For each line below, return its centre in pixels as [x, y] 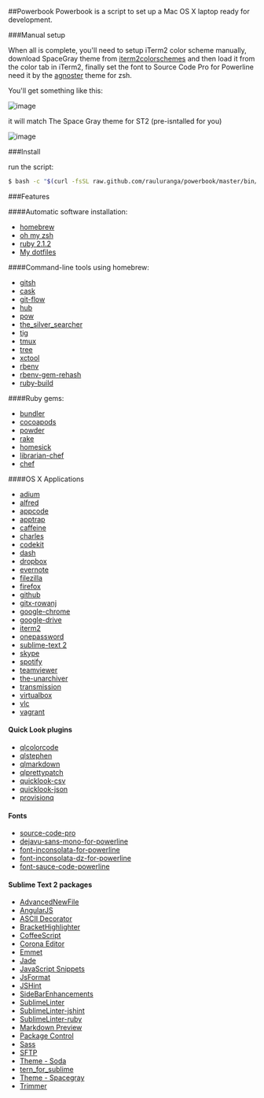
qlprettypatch [42, 773]
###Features [29, 196]
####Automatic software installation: [68, 211]
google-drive [40, 619]
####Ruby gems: [36, 398]
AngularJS [36, 911]
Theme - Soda [43, 1061]
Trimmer [33, 1086]
